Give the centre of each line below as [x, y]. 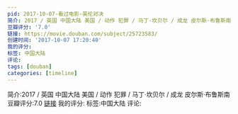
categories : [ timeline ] [42, 73]
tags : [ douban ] [30, 67]
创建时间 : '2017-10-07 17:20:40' [55, 40]
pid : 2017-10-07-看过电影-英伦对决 [56, 14]
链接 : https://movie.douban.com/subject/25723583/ [83, 34]
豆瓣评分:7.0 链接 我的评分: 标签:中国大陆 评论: [74, 103]
